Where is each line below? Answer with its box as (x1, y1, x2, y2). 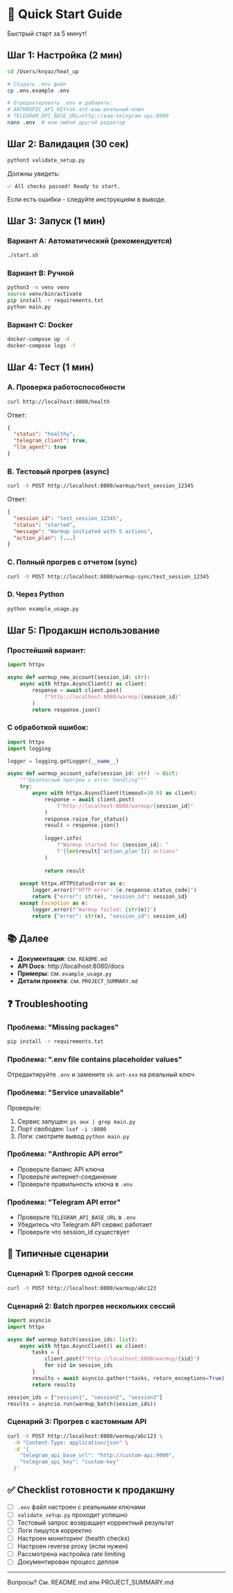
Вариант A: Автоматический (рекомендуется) (7, 236, 173, 246)
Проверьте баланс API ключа (17, 1165, 105, 1173)
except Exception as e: (19, 900, 89, 907)
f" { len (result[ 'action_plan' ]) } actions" (56, 847, 178, 855)
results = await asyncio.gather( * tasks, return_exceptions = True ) (32, 1374, 225, 1381)
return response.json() (32, 706, 101, 713)
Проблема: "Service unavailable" (7, 1088, 124, 1097)
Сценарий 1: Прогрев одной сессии (7, 1269, 134, 1278)
